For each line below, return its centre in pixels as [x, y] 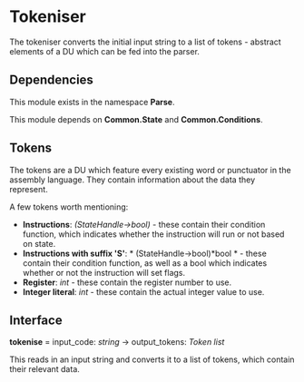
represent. [29, 189]
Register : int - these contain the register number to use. [127, 282]
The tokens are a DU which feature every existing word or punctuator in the [151, 170]
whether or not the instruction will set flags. [104, 272]
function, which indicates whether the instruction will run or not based [153, 234]
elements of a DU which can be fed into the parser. [104, 51]
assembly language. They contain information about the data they [132, 180]
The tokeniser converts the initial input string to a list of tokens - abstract [145, 42]
